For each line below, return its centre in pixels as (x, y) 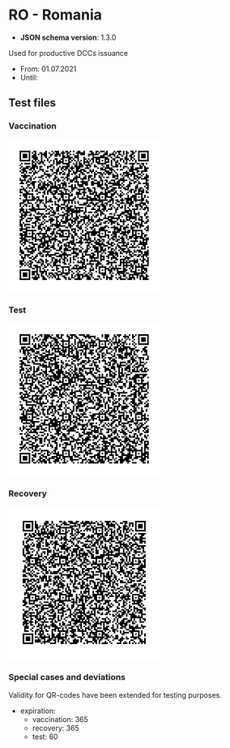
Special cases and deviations (67, 677)
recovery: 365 (55, 728)
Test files (32, 103)
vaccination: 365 (60, 719)
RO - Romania (55, 15)
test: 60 (45, 737)
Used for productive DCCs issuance (68, 53)
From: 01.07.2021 (48, 69)
